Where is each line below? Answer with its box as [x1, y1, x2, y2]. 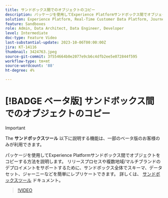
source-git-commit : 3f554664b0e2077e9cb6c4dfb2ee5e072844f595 [5, 54, 137, 59]
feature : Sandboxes [5, 21, 46, 27]
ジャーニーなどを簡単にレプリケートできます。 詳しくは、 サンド [22, 171, 156, 177]
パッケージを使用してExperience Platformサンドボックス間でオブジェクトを [5, 152, 161, 158]
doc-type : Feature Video [5, 36, 57, 41]
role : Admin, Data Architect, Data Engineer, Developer [5, 26, 124, 31]
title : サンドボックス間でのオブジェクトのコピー [5, 7, 95, 13]
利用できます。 [13, 141, 44, 147]
